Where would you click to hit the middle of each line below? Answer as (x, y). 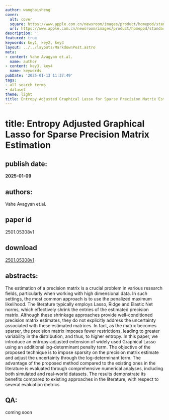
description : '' (22, 33)
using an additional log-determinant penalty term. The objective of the (78, 347)
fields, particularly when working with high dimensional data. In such (76, 293)
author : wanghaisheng (28, 10)
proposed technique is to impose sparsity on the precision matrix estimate (82, 352)
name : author (23, 62)
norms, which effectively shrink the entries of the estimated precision (77, 309)
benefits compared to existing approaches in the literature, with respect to (82, 379)
